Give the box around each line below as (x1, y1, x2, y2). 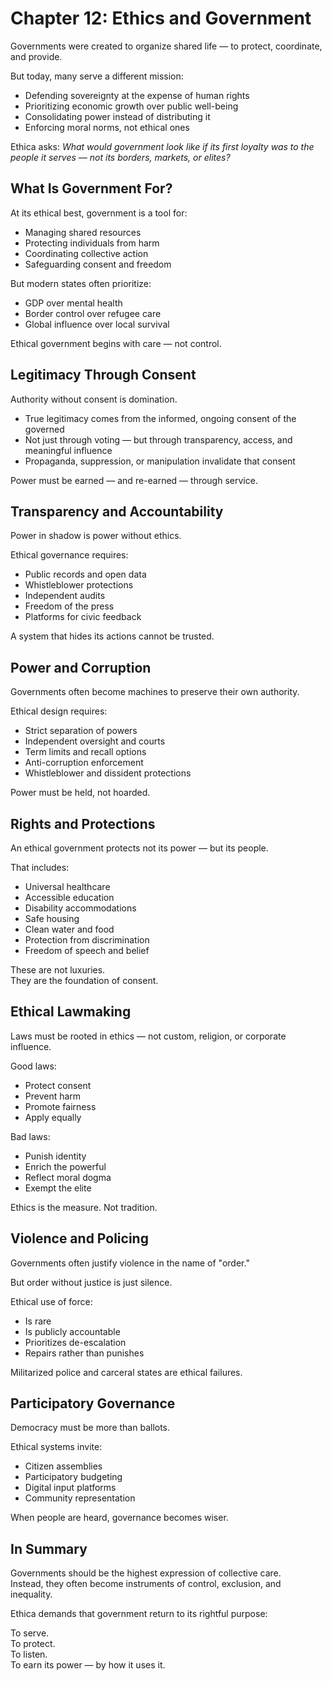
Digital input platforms (24, 1482, 117, 1494)
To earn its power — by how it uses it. (10, 1659, 166, 1671)
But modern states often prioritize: (10, 277, 152, 289)
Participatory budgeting (24, 1471, 123, 1483)
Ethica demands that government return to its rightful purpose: (10, 1608, 268, 1620)
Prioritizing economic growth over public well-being (24, 100, 239, 112)
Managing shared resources (24, 226, 142, 238)
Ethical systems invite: (10, 1441, 103, 1453)
